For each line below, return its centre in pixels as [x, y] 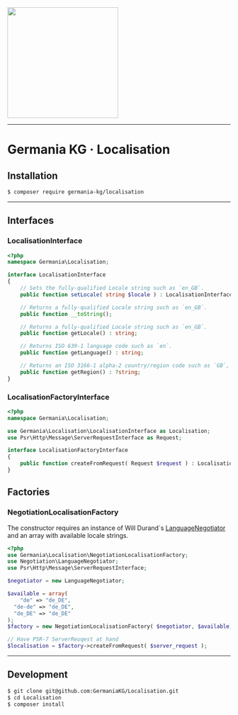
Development [38, 675]
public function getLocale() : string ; [79, 333]
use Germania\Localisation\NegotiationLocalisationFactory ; [98, 555]
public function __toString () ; [66, 314]
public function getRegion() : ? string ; [80, 372]
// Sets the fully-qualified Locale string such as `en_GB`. [112, 288]
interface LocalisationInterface [57, 275]
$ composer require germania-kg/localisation [75, 192]
